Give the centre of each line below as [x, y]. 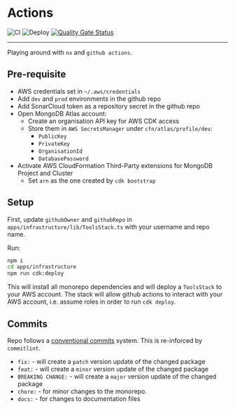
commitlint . [24, 348]
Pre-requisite [37, 75]
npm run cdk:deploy [36, 274]
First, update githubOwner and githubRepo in [70, 219]
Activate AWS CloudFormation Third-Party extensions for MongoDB [115, 165]
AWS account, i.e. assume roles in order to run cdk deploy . [92, 302]
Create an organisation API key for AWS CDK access [104, 121]
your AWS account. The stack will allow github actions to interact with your [115, 295]
